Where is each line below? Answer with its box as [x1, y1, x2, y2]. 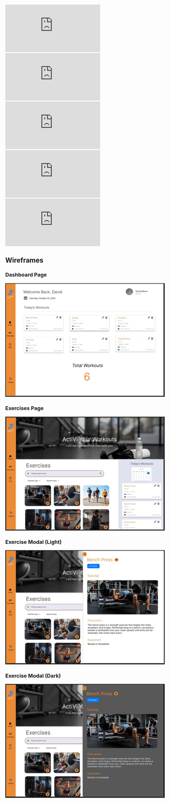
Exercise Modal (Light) [5, 538, 62, 545]
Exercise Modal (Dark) [5, 672, 61, 679]
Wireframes [5, 256, 44, 265]
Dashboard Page [5, 271, 47, 278]
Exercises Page [5, 405, 44, 412]
